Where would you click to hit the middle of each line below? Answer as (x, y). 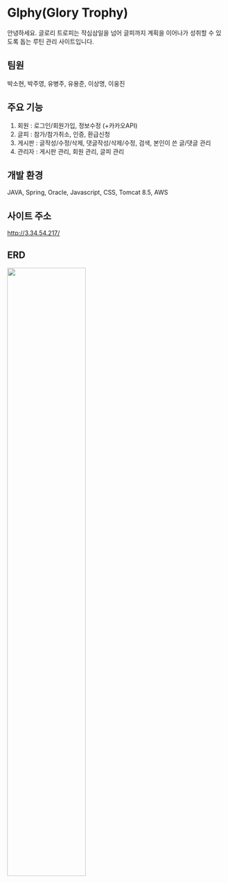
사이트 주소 (29, 216)
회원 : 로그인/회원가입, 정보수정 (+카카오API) (77, 125)
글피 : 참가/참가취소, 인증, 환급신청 (64, 134)
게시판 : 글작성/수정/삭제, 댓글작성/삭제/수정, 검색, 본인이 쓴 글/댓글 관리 (114, 143)
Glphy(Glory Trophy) (68, 13)
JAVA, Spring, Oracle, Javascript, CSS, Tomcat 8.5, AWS (88, 193)
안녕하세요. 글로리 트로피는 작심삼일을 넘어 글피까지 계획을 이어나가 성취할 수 (111, 33)
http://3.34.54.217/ (34, 233)
